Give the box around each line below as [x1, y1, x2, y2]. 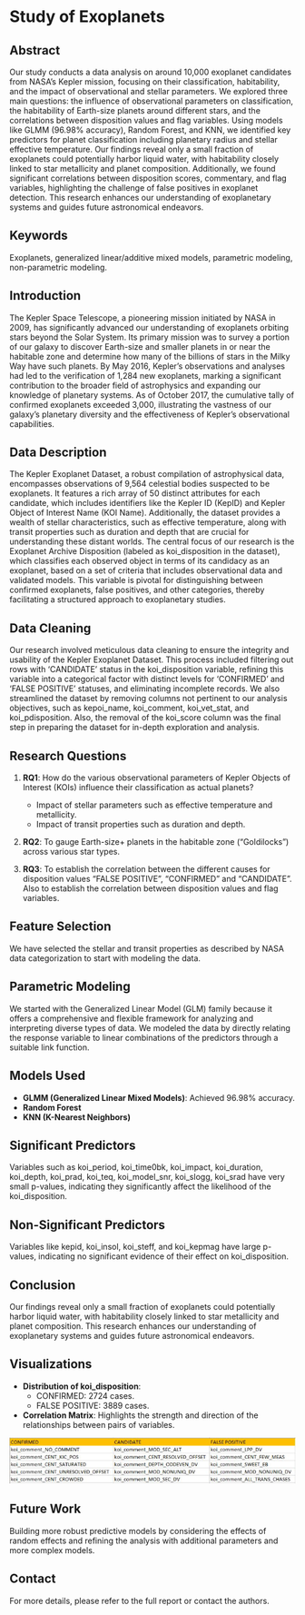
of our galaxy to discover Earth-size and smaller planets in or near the [9, 341, 271, 352]
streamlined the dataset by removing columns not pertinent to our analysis [9, 693, 288, 704]
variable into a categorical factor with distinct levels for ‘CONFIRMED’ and [9, 674, 285, 685]
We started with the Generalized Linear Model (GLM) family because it [9, 1003, 272, 1014]
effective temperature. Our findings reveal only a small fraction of [9, 144, 254, 154]
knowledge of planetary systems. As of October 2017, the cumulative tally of [9, 389, 295, 401]
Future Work [9, 1501, 82, 1517]
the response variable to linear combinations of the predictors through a [9, 1032, 279, 1043]
